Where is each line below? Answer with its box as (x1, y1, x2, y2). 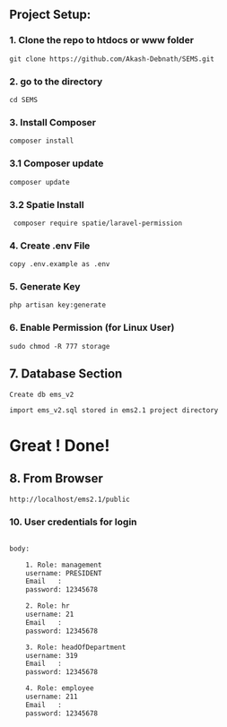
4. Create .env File (9, 239, 91, 252)
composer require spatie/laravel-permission (13, 219, 182, 228)
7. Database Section (9, 367, 123, 382)
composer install (9, 136, 74, 146)
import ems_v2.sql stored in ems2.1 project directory (9, 405, 219, 415)
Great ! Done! (9, 435, 110, 455)
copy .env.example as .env (9, 260, 110, 269)
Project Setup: (9, 7, 92, 22)
